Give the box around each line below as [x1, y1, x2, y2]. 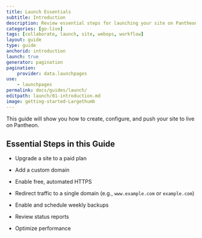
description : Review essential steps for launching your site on [6, 20, 173, 26]
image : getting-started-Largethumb [6, 98, 96, 104]
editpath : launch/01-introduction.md [6, 93, 101, 99]
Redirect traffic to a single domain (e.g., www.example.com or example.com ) [14, 190, 195, 197]
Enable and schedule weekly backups [14, 201, 109, 208]
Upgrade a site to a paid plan [14, 155, 87, 162]
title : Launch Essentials [6, 8, 71, 15]
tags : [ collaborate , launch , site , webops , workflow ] [6, 31, 144, 37]
